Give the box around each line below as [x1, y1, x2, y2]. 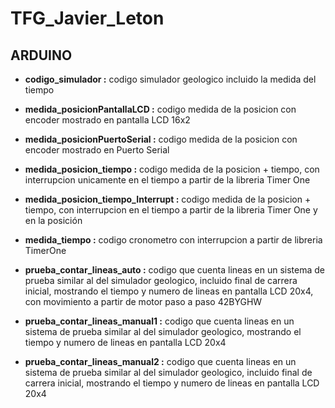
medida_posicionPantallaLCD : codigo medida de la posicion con [24, 103, 297, 115]
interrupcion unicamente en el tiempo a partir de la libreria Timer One [24, 174, 311, 186]
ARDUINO [10, 47, 73, 64]
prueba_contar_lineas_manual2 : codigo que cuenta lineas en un [24, 356, 297, 367]
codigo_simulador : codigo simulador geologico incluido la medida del [24, 73, 317, 85]
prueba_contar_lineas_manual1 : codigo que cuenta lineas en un [24, 315, 295, 327]
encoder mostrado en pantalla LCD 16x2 [24, 114, 191, 126]
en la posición [24, 215, 83, 226]
